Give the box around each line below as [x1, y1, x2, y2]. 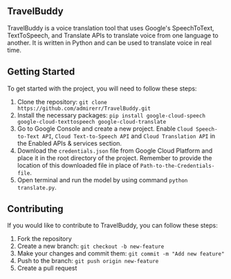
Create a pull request [17, 264, 77, 272]
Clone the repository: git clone [17, 97, 107, 106]
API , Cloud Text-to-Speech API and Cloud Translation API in [42, 131, 216, 140]
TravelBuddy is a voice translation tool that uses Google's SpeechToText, [7, 23, 214, 32]
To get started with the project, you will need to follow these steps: [7, 84, 197, 93]
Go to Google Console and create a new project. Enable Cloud [17, 124, 194, 133]
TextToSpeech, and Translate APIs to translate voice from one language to [7, 31, 219, 39]
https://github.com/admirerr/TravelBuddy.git [17, 105, 151, 112]
